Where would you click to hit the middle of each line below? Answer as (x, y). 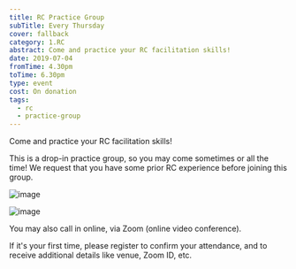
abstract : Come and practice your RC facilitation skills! (120, 50)
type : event (31, 83)
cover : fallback (39, 34)
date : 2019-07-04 (41, 58)
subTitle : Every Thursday (57, 26)
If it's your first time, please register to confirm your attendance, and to (138, 246)
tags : (19, 100)
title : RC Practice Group (57, 17)
